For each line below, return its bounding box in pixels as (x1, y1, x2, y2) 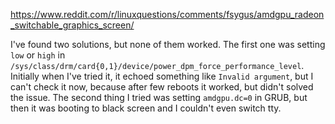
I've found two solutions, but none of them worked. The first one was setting (10, 39, 326, 50)
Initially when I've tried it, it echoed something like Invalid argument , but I (10, 70, 314, 82)
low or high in (10, 49, 66, 61)
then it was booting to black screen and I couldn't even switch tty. (10, 102, 282, 114)
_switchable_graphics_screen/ (10, 19, 135, 31)
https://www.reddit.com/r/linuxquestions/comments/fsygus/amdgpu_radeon (10, 9, 325, 20)
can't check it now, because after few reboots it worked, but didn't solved (10, 81, 314, 93)
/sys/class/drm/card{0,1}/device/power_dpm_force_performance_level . (10, 60, 305, 71)
